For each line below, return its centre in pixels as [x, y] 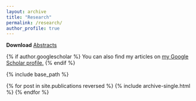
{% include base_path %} [38, 74]
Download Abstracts [32, 45]
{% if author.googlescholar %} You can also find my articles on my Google [97, 56]
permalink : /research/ [34, 23]
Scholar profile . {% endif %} [41, 63]
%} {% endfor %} [28, 92]
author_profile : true [33, 28]
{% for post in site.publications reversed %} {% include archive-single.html [98, 86]
